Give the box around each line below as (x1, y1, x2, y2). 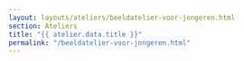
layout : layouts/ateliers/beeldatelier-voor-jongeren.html (8, 13, 236, 22)
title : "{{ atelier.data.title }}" (8, 30, 143, 39)
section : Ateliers (8, 22, 78, 30)
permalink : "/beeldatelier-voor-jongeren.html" (8, 38, 192, 48)
